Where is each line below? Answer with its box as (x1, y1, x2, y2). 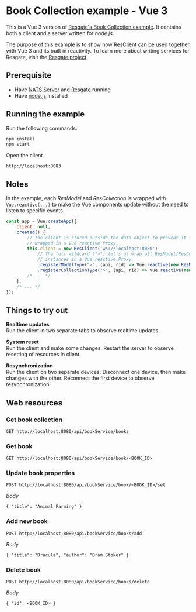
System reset (6, 338, 39, 346)
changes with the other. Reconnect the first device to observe (6, 374, 155, 381)
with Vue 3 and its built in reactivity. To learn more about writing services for (6, 47, 190, 54)
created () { (16, 229, 45, 235)
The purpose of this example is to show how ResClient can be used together (6, 41, 190, 48)
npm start (6, 142, 30, 147)
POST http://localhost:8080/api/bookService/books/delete (6, 579, 150, 585)
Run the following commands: (6, 125, 78, 132)
